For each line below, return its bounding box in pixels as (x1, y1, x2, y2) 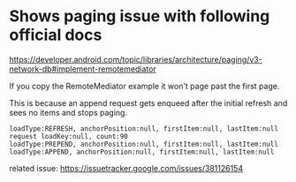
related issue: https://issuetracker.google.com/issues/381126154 (9, 163, 244, 173)
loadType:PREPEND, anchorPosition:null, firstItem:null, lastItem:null (9, 140, 278, 148)
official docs (9, 25, 102, 45)
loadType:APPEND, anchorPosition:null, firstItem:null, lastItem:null (9, 148, 275, 156)
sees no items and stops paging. (9, 107, 128, 118)
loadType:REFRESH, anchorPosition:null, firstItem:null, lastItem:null (9, 124, 278, 133)
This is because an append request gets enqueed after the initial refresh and (9, 97, 288, 108)
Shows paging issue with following (9, 6, 270, 27)
